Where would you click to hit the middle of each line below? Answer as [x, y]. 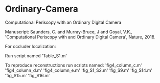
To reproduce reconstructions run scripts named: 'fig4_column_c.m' [74, 65]
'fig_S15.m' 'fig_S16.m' [27, 75]
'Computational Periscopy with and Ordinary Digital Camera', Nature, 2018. [80, 37]
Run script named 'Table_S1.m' [36, 56]
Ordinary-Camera [42, 9]
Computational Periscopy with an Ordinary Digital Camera [63, 22]
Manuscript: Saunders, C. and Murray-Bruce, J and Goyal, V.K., [69, 32]
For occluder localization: [31, 46]
